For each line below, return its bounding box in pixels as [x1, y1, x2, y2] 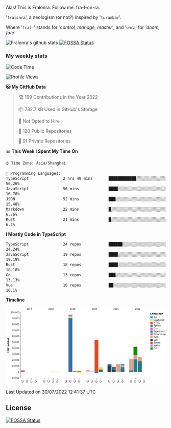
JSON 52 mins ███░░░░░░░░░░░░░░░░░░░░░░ [6, 197, 166, 202]
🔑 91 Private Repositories [18, 138, 71, 144]
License [6, 403, 32, 412]
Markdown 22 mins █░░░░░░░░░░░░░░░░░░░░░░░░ [6, 207, 166, 212]
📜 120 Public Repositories [18, 128, 72, 134]
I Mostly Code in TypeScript [6, 231, 66, 237]
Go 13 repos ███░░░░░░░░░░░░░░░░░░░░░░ [6, 273, 166, 278]
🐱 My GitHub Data [6, 84, 46, 90]
